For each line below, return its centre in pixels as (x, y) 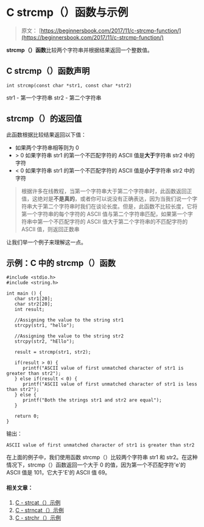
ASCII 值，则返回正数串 (51, 229)
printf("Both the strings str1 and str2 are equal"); (92, 400)
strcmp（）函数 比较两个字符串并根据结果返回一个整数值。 (80, 50)
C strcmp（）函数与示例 (67, 13)
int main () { (24, 293)
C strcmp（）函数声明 (48, 71)
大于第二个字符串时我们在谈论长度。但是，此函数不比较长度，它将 (115, 206)
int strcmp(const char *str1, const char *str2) (69, 85)
